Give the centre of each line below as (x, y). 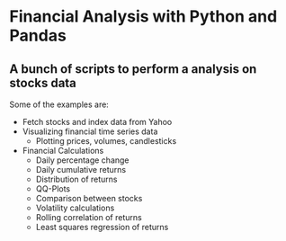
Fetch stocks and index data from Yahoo (97, 122)
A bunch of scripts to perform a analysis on (133, 69)
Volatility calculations (75, 208)
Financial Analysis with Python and (143, 17)
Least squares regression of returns (102, 227)
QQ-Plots (53, 189)
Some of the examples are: (59, 104)
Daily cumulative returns (81, 170)
